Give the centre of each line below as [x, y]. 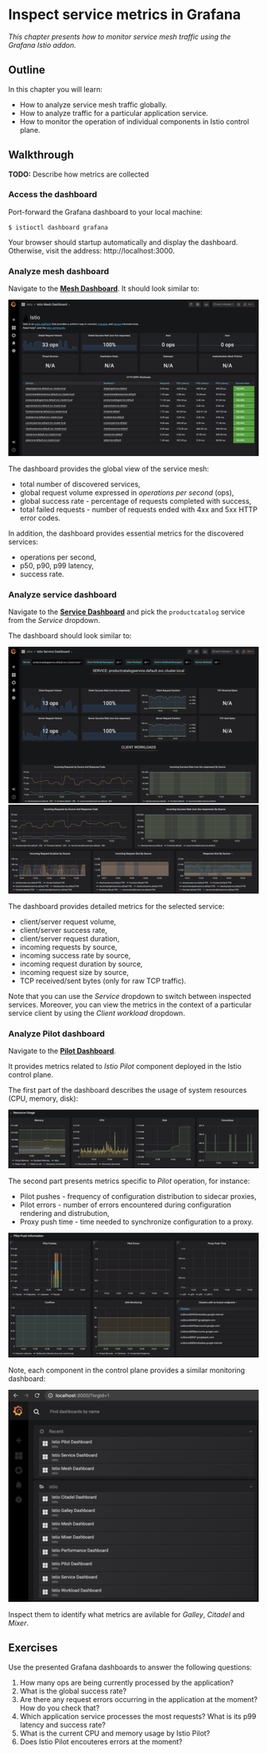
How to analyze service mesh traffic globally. [93, 104]
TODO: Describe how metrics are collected [79, 174]
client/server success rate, [63, 930]
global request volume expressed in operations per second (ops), [127, 493]
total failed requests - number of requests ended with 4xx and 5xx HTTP [139, 509]
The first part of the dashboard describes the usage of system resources [128, 1089]
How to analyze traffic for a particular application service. [114, 113]
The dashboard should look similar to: [70, 636]
